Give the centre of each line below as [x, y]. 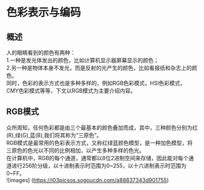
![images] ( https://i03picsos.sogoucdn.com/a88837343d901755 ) [87, 180]
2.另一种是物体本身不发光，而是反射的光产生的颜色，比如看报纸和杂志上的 [99, 68]
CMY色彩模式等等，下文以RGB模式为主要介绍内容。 [71, 91]
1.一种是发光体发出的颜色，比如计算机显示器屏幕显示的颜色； [83, 60]
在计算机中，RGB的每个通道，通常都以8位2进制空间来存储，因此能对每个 [97, 158]
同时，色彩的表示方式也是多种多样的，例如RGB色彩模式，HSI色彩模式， [96, 83]
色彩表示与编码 [44, 12]
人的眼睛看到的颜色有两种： [41, 53]
